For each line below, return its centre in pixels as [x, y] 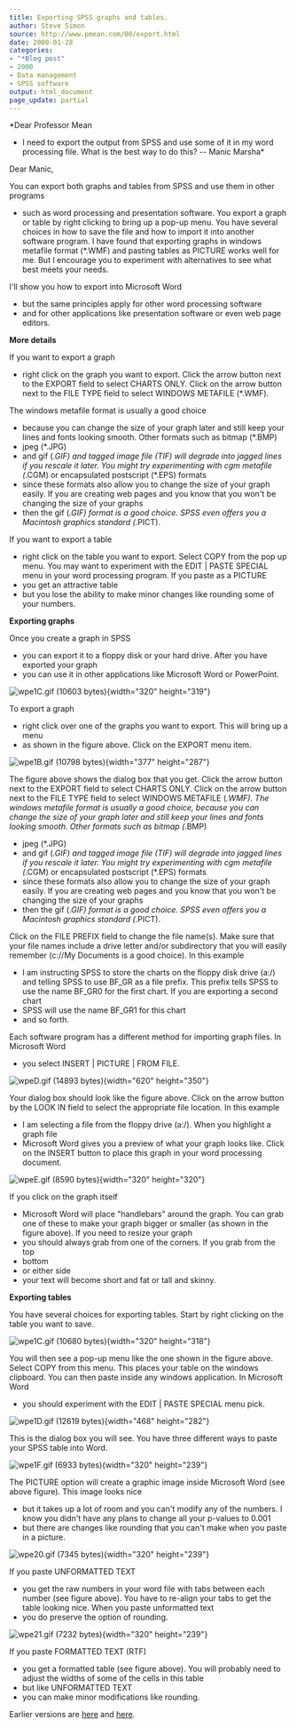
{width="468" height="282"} [157, 1421]
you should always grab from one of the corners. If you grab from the [149, 1242]
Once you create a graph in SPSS [70, 638]
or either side [46, 1270]
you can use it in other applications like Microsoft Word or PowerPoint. [150, 674]
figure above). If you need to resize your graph [107, 1233]
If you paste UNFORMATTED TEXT [72, 1572]
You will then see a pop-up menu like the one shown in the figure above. [141, 1358]
